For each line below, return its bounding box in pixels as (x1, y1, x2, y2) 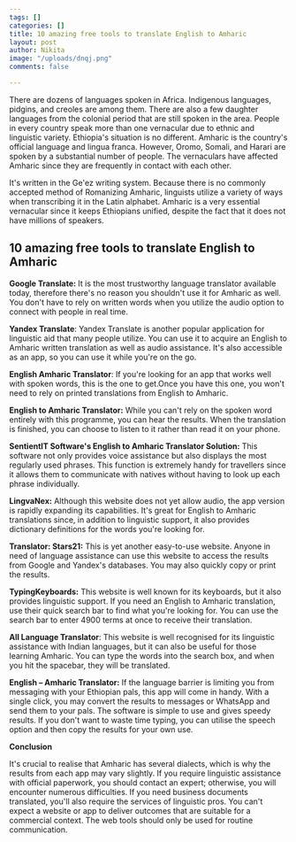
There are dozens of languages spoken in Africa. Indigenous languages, (9, 94, 272, 104)
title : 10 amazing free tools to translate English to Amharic (9, 29, 247, 38)
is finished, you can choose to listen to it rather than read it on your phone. (9, 423, 281, 434)
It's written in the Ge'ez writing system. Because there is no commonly (9, 177, 267, 188)
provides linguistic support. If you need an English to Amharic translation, (9, 595, 276, 606)
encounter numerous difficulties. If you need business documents (9, 786, 249, 797)
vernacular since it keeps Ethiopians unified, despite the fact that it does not (9, 205, 286, 216)
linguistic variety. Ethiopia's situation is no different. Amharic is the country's (9, 132, 288, 143)
